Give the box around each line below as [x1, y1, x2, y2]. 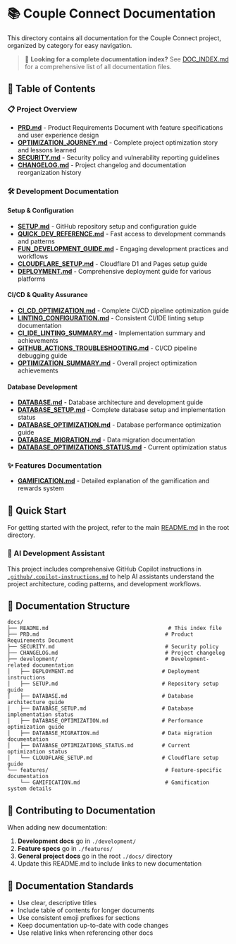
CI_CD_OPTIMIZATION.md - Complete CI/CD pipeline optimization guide [17, 306, 229, 315]
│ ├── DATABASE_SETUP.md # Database [7, 705, 194, 713]
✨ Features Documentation [7, 461, 102, 471]
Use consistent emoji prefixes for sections [17, 914, 140, 921]
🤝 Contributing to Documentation [7, 804, 156, 816]
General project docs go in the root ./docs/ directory [17, 852, 173, 861]
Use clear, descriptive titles [17, 899, 97, 907]
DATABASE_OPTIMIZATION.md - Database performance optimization [17, 420, 222, 429]
